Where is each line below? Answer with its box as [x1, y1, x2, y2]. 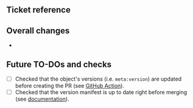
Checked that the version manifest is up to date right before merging [15, 89, 188, 96]
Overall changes [6, 25, 70, 36]
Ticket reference [6, 5, 71, 15]
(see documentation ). [15, 95, 69, 103]
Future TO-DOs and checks [6, 59, 112, 69]
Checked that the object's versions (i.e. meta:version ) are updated [15, 75, 182, 83]
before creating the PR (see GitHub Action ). [15, 82, 125, 90]
